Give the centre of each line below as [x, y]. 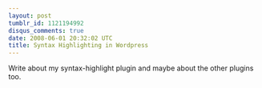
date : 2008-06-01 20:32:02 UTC [60, 38]
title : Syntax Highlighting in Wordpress [79, 46]
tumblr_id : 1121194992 [46, 23]
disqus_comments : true [46, 30]
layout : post [30, 16]
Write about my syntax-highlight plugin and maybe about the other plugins [131, 68]
